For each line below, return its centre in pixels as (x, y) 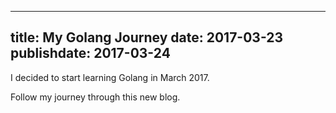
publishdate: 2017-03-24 (90, 53)
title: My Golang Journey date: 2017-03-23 (147, 37)
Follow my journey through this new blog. (95, 97)
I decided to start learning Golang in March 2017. (110, 77)
